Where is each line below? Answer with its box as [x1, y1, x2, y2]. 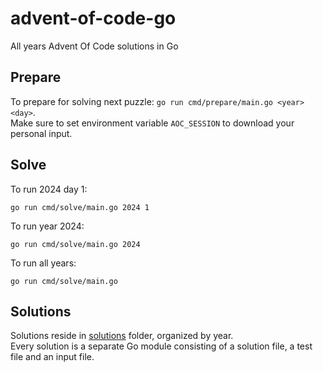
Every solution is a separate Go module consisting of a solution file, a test [10, 340, 313, 352]
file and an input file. [10, 351, 95, 363]
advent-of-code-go [10, 7, 177, 30]
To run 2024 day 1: [10, 183, 88, 195]
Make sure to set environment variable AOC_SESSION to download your [10, 117, 295, 129]
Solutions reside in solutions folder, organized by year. [10, 330, 234, 342]
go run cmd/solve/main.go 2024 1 [10, 202, 150, 212]
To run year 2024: [10, 220, 85, 232]
